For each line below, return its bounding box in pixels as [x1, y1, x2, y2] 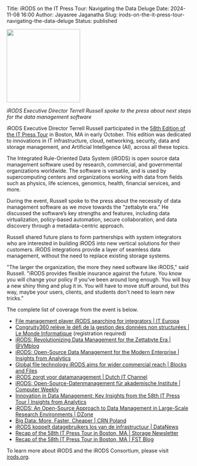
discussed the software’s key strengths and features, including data [6, 210, 170, 216]
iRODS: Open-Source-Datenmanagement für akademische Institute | [15, 380, 181, 386]
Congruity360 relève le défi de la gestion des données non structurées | [15, 324, 190, 331]
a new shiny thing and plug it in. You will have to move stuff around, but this [6, 283, 189, 289]
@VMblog [15, 342, 40, 349]
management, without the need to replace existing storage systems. [6, 252, 171, 259]
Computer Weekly [15, 386, 59, 393]
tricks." [6, 295, 24, 301]
